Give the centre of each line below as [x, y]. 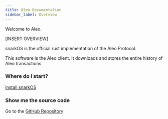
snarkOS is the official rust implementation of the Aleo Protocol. [71, 48]
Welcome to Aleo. [23, 29]
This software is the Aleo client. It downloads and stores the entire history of [84, 58]
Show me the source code [38, 100]
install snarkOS [21, 87]
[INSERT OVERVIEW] [27, 39]
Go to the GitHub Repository [34, 111]
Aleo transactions [23, 63]
